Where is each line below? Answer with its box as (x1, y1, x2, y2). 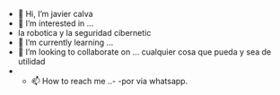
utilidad (17, 56, 46, 66)
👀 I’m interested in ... (17, 18, 94, 29)
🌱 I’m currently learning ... (17, 37, 114, 47)
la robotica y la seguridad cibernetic (17, 28, 152, 38)
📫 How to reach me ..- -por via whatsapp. (31, 76, 188, 86)
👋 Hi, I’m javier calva (17, 9, 93, 19)
